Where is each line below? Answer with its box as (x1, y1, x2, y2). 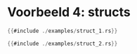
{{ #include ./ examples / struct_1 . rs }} (7, 27, 118, 34)
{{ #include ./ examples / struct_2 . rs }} (7, 40, 118, 47)
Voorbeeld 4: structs (7, 4, 131, 20)
